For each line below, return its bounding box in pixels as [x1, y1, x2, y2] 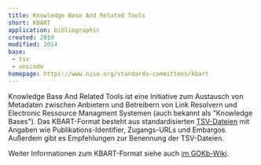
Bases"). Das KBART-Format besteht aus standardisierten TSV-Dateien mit [8, 116, 250, 126]
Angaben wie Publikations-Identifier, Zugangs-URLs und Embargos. [8, 125, 228, 134]
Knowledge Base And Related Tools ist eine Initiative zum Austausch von [8, 91, 244, 101]
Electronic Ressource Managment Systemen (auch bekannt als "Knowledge [8, 108, 253, 118]
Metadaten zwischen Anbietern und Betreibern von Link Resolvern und [8, 100, 237, 109]
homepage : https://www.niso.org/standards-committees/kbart [8, 70, 210, 78]
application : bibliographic [8, 26, 101, 34]
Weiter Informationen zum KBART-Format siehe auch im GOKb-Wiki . [8, 148, 230, 158]
